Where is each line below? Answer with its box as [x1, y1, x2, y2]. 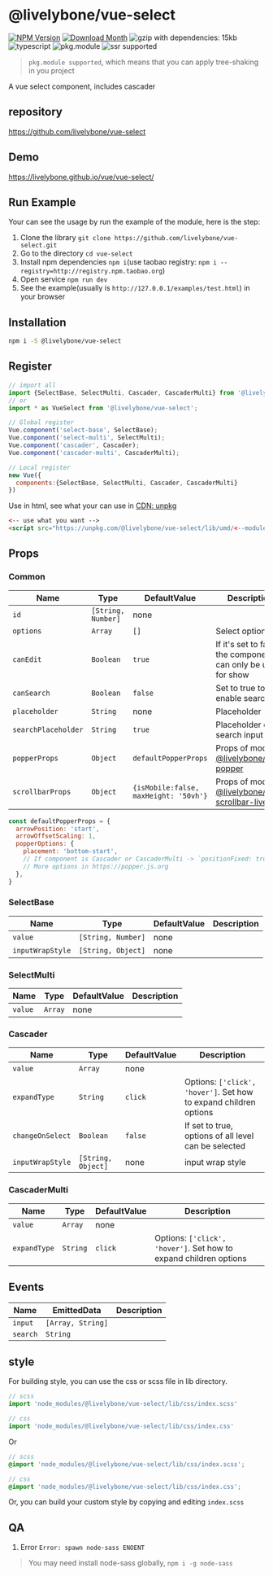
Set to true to [214, 682, 266, 694]
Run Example [8, 195, 76, 209]
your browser [19, 291, 66, 302]
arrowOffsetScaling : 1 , [15, 832, 96, 840]
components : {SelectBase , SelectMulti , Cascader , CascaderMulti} [15, 479, 238, 487]
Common [8, 571, 46, 583]
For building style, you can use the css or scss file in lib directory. [8, 1377, 227, 1386]
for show [214, 669, 249, 681]
